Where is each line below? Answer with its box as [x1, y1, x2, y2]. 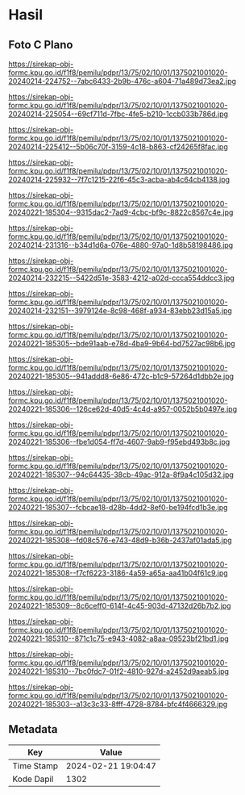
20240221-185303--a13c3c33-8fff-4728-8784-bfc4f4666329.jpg [8, 700, 228, 709]
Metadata [8, 722, 58, 736]
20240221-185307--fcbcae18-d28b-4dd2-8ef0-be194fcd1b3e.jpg [8, 503, 228, 512]
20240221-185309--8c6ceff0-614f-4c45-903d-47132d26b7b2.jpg [8, 601, 231, 610]
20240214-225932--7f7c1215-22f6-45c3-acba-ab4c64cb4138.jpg [8, 175, 230, 184]
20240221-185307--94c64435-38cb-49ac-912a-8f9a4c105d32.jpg [8, 470, 234, 479]
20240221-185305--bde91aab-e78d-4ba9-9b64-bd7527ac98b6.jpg [8, 339, 235, 348]
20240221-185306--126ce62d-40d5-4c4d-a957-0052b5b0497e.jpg [8, 404, 238, 413]
